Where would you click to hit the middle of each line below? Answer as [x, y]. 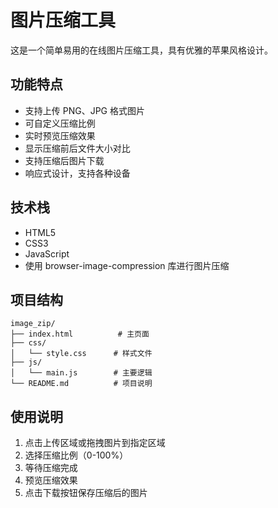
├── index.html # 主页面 [80, 334]
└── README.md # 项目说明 [81, 384]
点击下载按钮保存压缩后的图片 [86, 493]
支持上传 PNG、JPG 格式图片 [84, 110]
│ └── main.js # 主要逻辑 [81, 373]
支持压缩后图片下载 [64, 160]
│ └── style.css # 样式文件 [81, 354]
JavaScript [47, 253]
